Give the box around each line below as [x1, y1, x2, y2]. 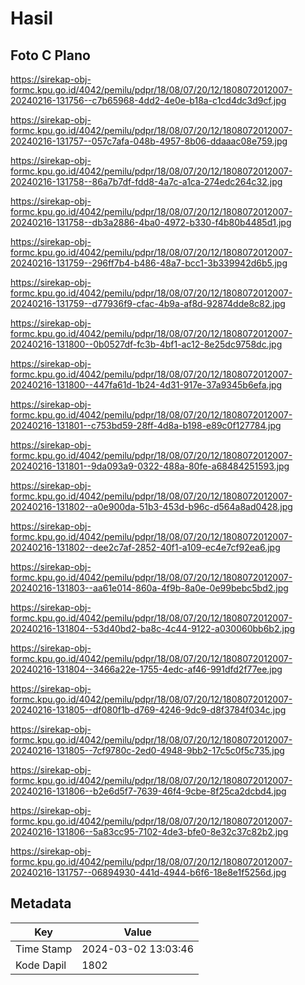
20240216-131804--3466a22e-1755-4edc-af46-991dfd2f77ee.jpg [10, 663, 283, 675]
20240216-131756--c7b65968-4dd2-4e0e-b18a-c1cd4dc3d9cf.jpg [10, 95, 287, 106]
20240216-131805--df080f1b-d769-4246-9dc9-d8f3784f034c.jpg [10, 704, 287, 716]
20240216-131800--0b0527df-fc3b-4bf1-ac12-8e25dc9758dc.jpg [10, 338, 283, 350]
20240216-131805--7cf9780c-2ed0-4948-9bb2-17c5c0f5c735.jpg [10, 745, 285, 756]
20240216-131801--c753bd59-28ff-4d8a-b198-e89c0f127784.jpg [10, 420, 282, 431]
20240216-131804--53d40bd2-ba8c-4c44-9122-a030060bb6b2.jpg [10, 623, 296, 634]
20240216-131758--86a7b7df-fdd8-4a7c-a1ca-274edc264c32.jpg [10, 176, 283, 187]
